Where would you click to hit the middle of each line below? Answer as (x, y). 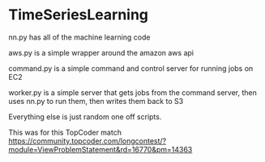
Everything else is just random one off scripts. (85, 116)
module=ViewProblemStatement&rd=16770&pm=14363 (100, 149)
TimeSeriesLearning (78, 15)
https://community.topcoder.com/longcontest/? (88, 141)
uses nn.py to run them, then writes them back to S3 (96, 101)
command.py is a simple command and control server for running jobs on (131, 68)
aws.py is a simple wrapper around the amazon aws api (101, 52)
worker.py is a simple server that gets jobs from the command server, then (133, 92)
